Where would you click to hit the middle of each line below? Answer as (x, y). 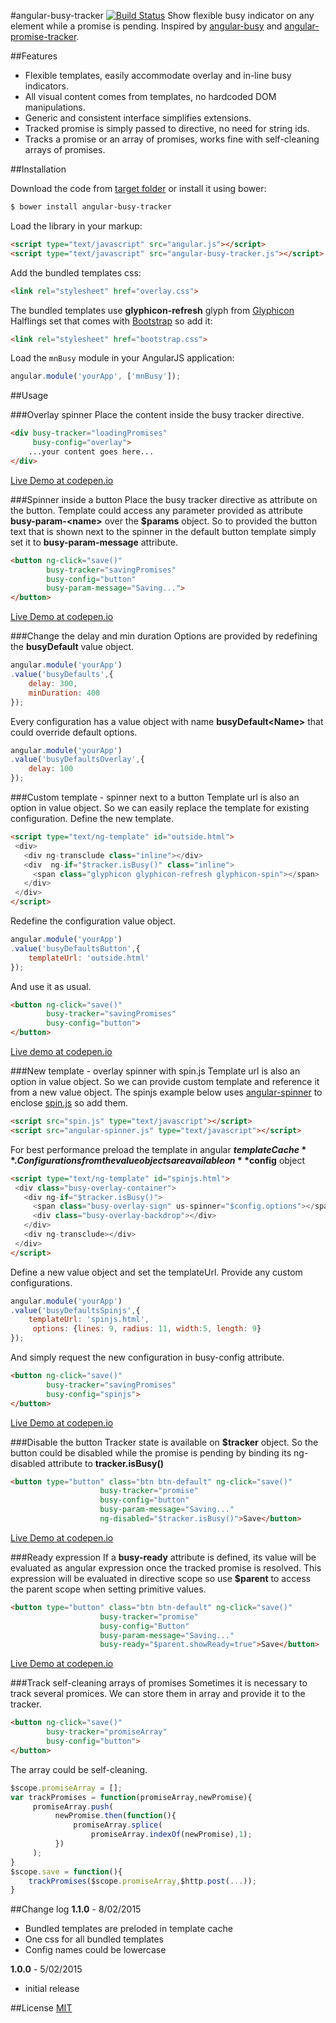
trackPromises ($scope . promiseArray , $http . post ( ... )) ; (142, 1881)
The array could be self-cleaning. (79, 1769)
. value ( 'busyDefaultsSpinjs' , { (75, 1310)
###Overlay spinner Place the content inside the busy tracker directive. (157, 415)
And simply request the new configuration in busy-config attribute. (147, 1357)
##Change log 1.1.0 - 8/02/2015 (76, 1909)
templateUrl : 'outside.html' (89, 958)
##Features (34, 56)
